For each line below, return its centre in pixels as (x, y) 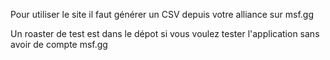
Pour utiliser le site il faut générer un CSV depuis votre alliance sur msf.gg (162, 14)
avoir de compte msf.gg (59, 44)
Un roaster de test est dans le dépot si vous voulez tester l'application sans (165, 33)
